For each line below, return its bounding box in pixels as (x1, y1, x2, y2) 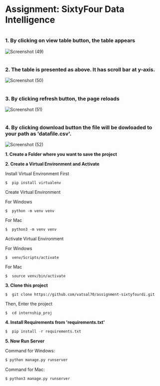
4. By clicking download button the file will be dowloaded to (5, 124, 153, 131)
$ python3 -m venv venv (5, 227, 57, 232)
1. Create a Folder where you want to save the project (5, 151, 117, 157)
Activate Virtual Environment (5, 236, 64, 242)
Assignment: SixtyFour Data (5, 4, 125, 15)
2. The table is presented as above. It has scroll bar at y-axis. (5, 66, 156, 73)
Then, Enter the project (5, 301, 53, 307)
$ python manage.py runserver (5, 357, 68, 362)
